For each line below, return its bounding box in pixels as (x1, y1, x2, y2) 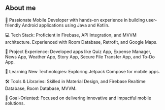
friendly (5, 22, 21, 28)
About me (5, 4, 36, 12)
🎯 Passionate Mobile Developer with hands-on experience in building (5, 17, 145, 23)
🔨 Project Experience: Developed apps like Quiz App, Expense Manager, (5, 49, 152, 55)
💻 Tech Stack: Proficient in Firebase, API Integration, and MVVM (5, 32, 137, 38)
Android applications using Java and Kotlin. (22, 22, 110, 28)
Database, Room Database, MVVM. (5, 85, 77, 91)
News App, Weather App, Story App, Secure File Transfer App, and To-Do (5, 54, 155, 59)
